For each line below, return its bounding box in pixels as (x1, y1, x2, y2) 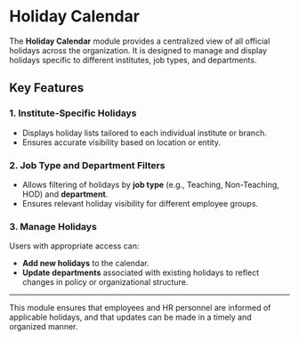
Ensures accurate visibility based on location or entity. (21, 136, 221, 148)
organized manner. (9, 321, 78, 332)
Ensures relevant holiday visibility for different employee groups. (21, 198, 259, 208)
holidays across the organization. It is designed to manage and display (9, 45, 268, 55)
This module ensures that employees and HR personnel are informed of (9, 303, 271, 313)
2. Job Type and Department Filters (9, 158, 166, 171)
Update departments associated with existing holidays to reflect (21, 267, 260, 278)
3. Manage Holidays (9, 220, 98, 232)
